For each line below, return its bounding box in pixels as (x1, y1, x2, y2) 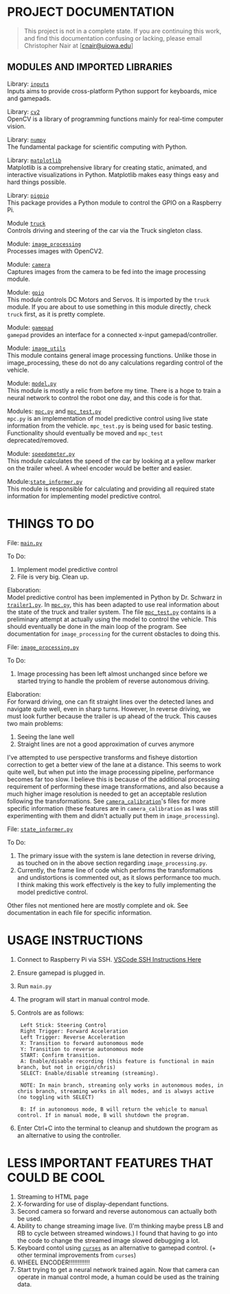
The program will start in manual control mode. (16, 995, 150, 1003)
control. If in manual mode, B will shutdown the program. (16, 1111, 190, 1119)
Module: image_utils (7, 344, 67, 352)
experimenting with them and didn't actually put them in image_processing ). (7, 811, 220, 820)
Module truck (7, 219, 46, 227)
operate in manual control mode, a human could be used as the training (16, 1273, 220, 1281)
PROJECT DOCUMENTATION (7, 4, 175, 20)
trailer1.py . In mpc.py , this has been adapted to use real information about (7, 600, 220, 608)
